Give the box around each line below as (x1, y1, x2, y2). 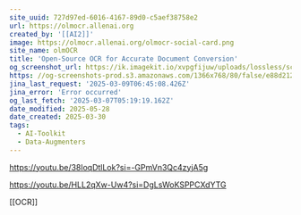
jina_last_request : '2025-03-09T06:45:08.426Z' (9, 79, 191, 88)
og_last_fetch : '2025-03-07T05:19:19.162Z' (9, 95, 175, 105)
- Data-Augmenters (17, 137, 87, 146)
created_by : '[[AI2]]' (9, 29, 94, 38)
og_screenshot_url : (9, 63, 82, 72)
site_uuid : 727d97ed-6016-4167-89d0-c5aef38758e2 (9, 12, 199, 22)
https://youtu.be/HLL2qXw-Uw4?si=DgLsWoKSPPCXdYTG (9, 179, 227, 190)
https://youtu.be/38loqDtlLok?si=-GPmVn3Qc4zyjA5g (9, 161, 209, 172)
